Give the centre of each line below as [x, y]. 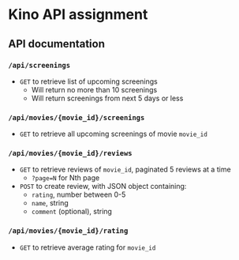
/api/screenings [39, 65]
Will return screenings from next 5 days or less [107, 98]
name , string [50, 203]
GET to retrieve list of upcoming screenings [88, 81]
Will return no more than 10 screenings [94, 89]
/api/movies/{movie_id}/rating [68, 231]
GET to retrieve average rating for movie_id [88, 247]
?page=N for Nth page [65, 178]
